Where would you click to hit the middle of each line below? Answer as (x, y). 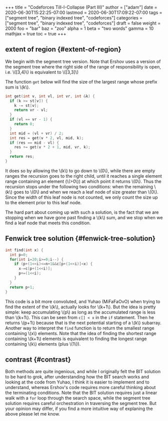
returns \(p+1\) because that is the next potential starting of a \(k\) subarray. (83, 323)
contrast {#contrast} (38, 359)
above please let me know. (32, 414)
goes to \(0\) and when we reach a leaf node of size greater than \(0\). (86, 192)
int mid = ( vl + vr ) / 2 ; (37, 133)
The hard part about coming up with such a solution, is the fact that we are (82, 212)
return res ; (22, 157)
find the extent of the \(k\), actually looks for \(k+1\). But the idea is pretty (80, 307)
